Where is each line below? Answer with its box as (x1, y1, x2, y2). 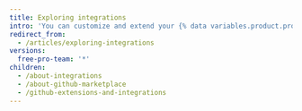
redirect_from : (9, 30, 67, 38)
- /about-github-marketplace (17, 80, 127, 89)
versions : (9, 47, 47, 55)
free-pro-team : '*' (17, 55, 91, 64)
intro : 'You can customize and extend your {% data (9, 21, 207, 30)
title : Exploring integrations (9, 13, 127, 22)
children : (9, 64, 47, 73)
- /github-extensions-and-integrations (17, 88, 167, 97)
